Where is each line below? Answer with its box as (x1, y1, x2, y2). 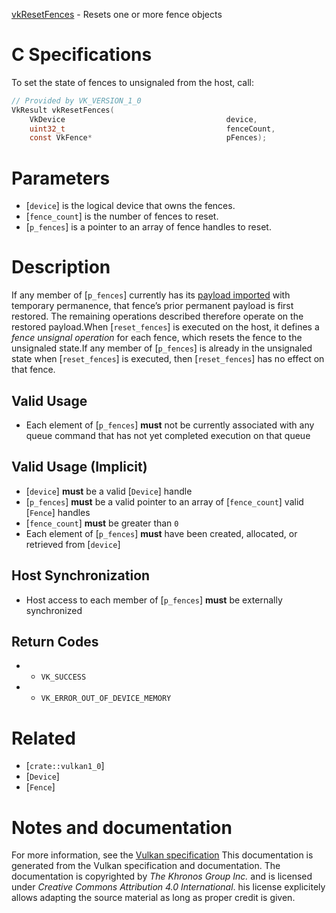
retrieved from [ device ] (25, 538, 121, 550)
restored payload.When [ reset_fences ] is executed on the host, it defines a (11, 321, 320, 333)
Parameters (11, 167, 111, 189)
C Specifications (11, 44, 153, 66)
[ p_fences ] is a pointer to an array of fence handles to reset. (25, 221, 272, 233)
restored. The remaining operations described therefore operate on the (11, 310, 304, 323)
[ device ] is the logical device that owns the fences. (25, 200, 236, 212)
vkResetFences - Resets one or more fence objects (11, 9, 223, 20)
